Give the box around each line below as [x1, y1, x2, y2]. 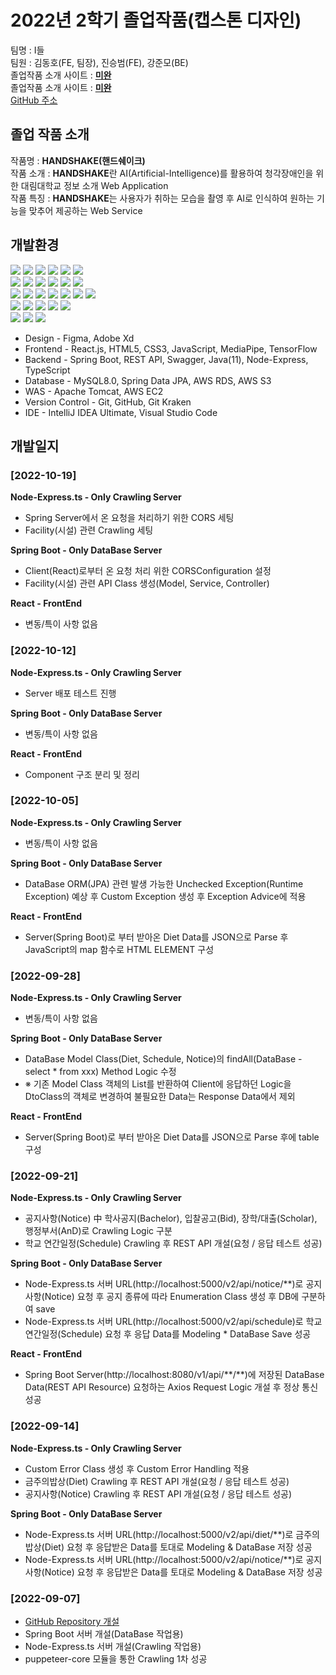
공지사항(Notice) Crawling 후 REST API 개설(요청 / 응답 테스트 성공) [24, 1487, 293, 1500]
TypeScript [24, 364, 71, 376]
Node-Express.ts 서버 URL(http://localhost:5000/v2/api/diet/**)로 [24, 1528, 294, 1540]
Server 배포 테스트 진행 [24, 687, 117, 699]
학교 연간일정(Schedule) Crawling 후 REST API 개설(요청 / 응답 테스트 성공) [24, 1237, 323, 1250]
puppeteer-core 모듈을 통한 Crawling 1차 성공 [24, 1653, 208, 1665]
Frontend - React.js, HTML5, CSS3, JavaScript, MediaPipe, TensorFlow [24, 342, 318, 355]
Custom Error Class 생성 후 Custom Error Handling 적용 [24, 1462, 250, 1475]
